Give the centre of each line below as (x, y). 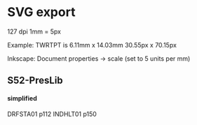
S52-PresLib (35, 81)
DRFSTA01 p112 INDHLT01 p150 (52, 114)
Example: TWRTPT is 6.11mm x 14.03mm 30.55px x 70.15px (92, 45)
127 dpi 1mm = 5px (34, 31)
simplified (22, 98)
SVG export (41, 12)
